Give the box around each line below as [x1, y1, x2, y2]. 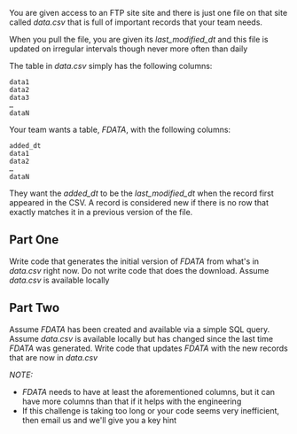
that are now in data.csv [9, 352, 98, 362]
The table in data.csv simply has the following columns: [9, 61, 213, 71]
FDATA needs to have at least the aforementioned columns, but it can [21, 386, 276, 397]
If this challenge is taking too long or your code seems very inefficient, [21, 405, 280, 415]
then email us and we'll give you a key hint [21, 415, 177, 425]
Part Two [9, 300, 60, 315]
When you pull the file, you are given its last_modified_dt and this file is [9, 35, 269, 44]
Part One [9, 232, 59, 247]
